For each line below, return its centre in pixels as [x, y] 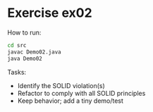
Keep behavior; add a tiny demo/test [70, 101]
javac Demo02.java [34, 52]
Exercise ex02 [50, 13]
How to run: [24, 32]
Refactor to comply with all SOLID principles [81, 93]
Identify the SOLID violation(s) [61, 85]
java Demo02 [25, 58]
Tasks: [17, 72]
